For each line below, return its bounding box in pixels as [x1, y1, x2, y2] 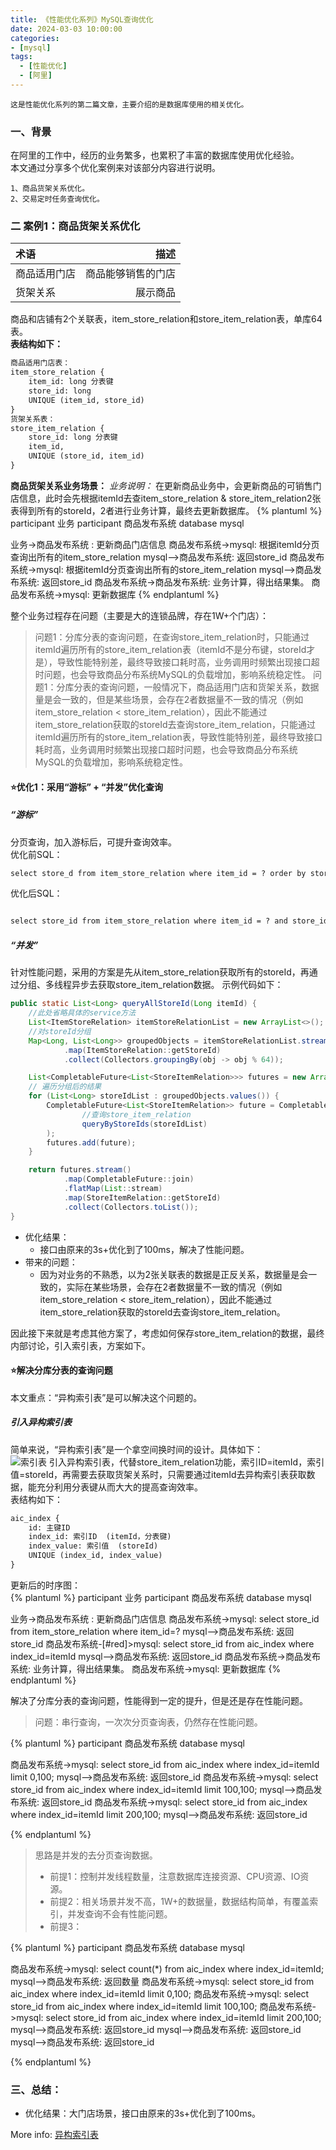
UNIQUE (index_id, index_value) [28, 1551, 163, 1561]
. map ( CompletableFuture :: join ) [63, 1174, 195, 1185]
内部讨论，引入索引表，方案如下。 [10, 1339, 151, 1351]
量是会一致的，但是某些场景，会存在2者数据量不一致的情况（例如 [34, 693, 304, 705]
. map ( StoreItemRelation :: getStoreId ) [63, 1192, 222, 1203]
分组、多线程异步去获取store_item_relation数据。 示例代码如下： [18, 979, 284, 991]
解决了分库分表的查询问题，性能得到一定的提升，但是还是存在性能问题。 [10, 1694, 308, 1706]
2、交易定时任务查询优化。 [10, 194, 105, 205]
